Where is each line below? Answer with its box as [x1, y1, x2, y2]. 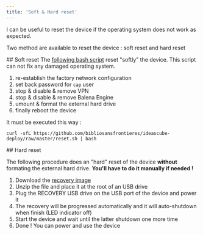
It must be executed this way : [6, 118, 82, 126]
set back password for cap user [15, 81, 94, 88]
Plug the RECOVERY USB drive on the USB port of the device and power [15, 189, 197, 197]
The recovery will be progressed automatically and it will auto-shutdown [15, 202, 197, 209]
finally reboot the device [15, 106, 77, 114]
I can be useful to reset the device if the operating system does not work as [6, 26, 196, 33]
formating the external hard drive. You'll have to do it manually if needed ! [6, 164, 194, 172]
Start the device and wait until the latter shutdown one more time [15, 215, 179, 223]
